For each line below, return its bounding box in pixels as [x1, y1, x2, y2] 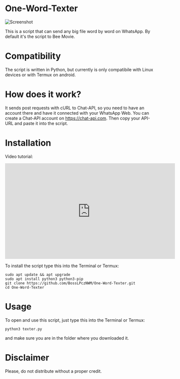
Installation [5, 138, 51, 148]
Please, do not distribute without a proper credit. [5, 368, 102, 374]
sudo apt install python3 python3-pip [5, 276, 83, 281]
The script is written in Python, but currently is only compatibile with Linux [5, 67, 154, 72]
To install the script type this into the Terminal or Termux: [5, 263, 119, 269]
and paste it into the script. [14, 120, 68, 126]
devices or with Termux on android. [5, 71, 76, 78]
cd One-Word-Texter [5, 285, 45, 290]
